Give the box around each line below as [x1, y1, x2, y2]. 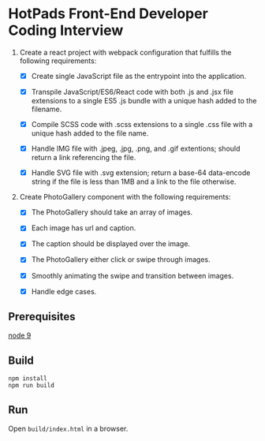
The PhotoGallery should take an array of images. [31, 207, 193, 217]
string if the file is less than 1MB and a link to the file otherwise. [31, 177, 237, 186]
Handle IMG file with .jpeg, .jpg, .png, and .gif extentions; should [31, 144, 241, 154]
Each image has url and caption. [31, 223, 136, 233]
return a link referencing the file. [31, 153, 136, 163]
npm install [8, 375, 47, 383]
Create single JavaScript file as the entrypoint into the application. [31, 71, 247, 80]
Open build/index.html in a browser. [8, 424, 129, 434]
